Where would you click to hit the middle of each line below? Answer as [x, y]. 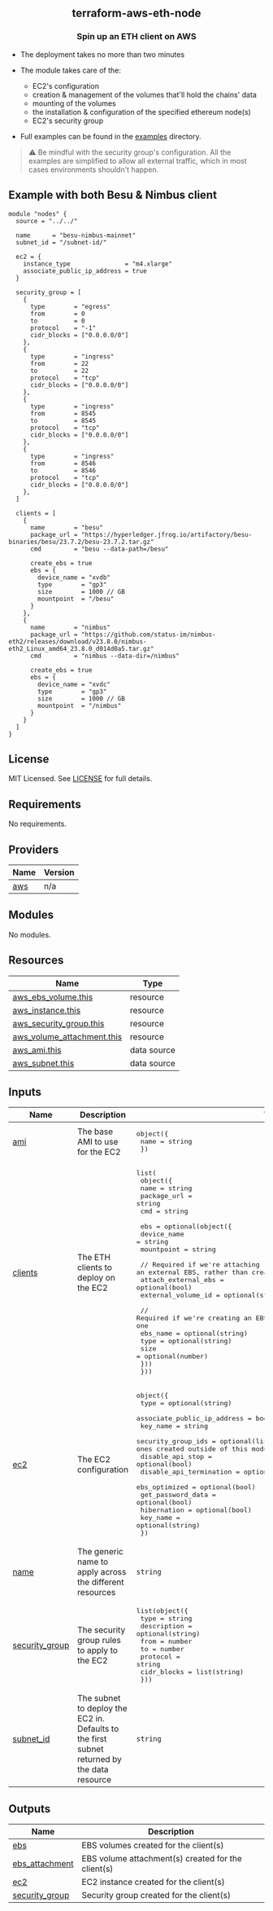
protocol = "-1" [63, 328]
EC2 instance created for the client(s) [153, 1882]
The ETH [94, 1257]
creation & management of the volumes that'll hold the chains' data [145, 94]
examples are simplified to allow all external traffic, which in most [137, 160]
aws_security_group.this [58, 1023]
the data [93, 1769]
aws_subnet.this [43, 1063]
